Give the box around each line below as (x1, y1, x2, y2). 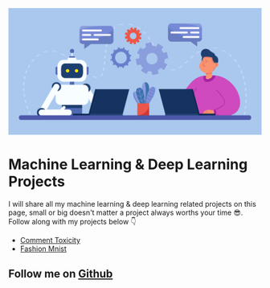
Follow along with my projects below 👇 (8, 216, 137, 226)
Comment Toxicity (19, 235, 81, 245)
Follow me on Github (8, 267, 113, 281)
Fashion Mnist (19, 244, 67, 253)
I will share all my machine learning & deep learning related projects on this (8, 199, 257, 208)
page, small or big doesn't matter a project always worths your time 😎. (8, 208, 243, 217)
